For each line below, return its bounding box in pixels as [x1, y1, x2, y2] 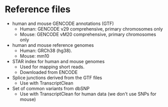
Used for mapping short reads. [19, 64, 85, 70]
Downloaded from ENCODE [19, 69, 78, 75]
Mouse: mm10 [19, 52, 50, 59]
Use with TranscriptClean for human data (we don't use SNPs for [19, 91, 157, 97]
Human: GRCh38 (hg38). [19, 47, 73, 53]
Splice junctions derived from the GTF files [12, 74, 103, 81]
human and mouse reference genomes [12, 42, 94, 48]
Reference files [5, 4, 71, 15]
